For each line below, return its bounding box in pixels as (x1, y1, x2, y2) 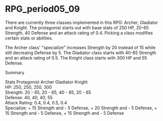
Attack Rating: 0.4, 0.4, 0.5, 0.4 (5, 100, 67, 105)
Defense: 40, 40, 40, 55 (5, 94, 53, 101)
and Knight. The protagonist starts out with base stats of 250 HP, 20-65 (5, 24, 149, 30)
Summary (5, 69, 25, 75)
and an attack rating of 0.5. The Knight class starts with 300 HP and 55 (5, 55, 147, 60)
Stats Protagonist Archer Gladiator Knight (5, 79, 88, 85)
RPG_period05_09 (5, 3, 80, 15)
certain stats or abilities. (5, 35, 54, 41)
